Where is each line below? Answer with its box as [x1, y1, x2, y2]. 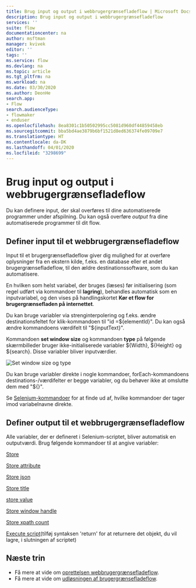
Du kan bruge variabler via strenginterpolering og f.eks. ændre [6, 312, 156, 319]
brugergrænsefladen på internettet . [6, 301, 94, 308]
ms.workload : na [6, 80, 45, 85]
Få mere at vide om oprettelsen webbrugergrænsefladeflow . [14, 569, 159, 576]
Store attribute [6, 462, 41, 469]
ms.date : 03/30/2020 [6, 85, 57, 91]
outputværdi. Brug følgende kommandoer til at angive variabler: [6, 439, 159, 446]
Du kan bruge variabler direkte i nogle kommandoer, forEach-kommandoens [6, 371, 189, 378]
